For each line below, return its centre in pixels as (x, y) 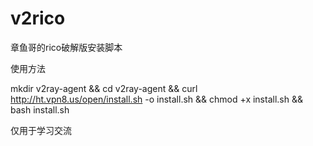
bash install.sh (40, 109)
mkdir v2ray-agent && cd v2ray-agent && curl (104, 88)
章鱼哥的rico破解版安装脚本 (66, 47)
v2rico (38, 18)
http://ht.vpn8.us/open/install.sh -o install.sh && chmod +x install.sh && (156, 99)
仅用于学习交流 (41, 130)
